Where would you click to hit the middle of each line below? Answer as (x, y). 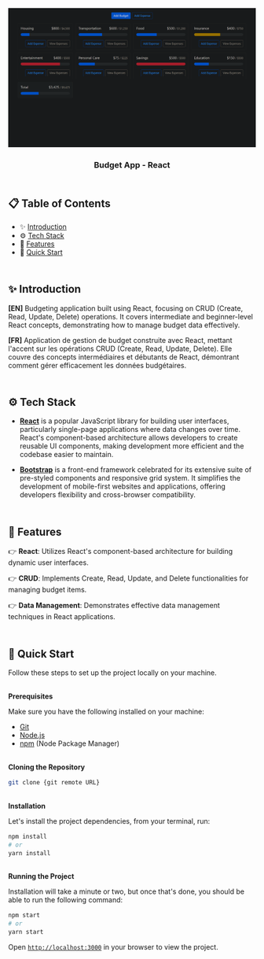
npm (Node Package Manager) (70, 743)
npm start (24, 916)
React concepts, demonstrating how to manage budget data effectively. (124, 325)
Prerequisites (31, 696)
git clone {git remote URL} (54, 782)
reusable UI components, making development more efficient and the (132, 446)
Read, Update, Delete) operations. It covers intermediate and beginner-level (131, 316)
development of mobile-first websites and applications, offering (123, 486)
